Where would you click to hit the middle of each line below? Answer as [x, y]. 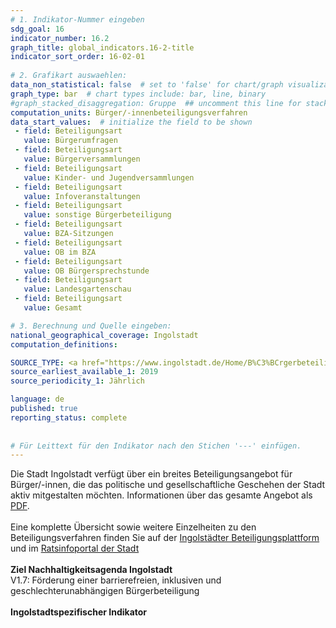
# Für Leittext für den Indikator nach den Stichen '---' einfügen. [156, 446]
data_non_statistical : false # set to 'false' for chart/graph [147, 85]
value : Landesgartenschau [77, 289]
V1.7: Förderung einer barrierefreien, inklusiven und [116, 580]
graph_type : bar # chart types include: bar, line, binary [138, 94]
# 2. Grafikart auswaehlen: [69, 76]
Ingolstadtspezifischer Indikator [79, 612]
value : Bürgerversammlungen [82, 159]
